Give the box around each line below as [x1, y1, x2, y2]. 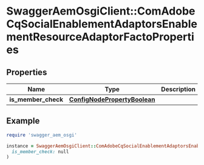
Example [6, 116, 40, 126]
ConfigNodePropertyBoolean [69, 95, 155, 104]
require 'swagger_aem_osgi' [6, 132, 78, 138]
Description [160, 85, 196, 93]
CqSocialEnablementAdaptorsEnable [6, 17, 197, 31]
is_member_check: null [12, 149, 69, 155]
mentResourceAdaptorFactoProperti [6, 30, 194, 44]
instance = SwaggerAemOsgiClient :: [6, 143, 97, 149]
